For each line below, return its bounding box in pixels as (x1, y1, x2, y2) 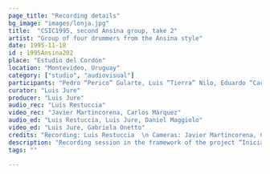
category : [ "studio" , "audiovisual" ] (8, 71, 135, 79)
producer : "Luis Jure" (8, 94, 84, 102)
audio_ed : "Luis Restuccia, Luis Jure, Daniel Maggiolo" (8, 116, 203, 124)
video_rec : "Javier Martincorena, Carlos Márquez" (8, 109, 182, 117)
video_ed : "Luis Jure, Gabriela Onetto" (8, 123, 146, 132)
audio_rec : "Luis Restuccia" (8, 101, 106, 109)
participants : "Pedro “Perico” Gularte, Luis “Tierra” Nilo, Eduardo (8, 79, 247, 87)
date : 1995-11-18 (8, 42, 67, 50)
